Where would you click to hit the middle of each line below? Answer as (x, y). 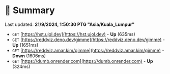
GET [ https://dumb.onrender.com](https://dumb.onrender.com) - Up (82, 61)
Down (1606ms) (29, 56)
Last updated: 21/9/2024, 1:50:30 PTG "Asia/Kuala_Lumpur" (70, 24)
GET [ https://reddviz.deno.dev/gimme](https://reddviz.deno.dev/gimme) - (89, 40)
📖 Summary (30, 10)
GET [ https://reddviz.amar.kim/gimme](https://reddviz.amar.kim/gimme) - (88, 50)
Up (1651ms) (25, 45)
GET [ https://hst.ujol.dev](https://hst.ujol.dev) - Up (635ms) (74, 34)
